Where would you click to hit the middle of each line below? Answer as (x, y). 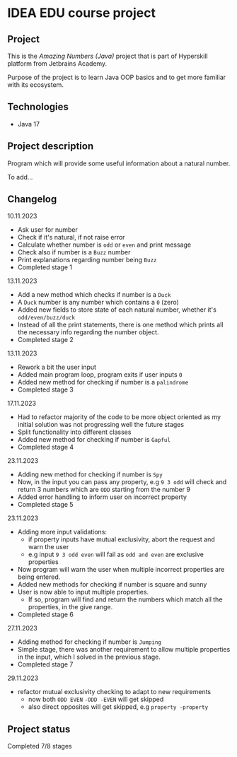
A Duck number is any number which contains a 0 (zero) (98, 303)
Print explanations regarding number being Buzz (87, 260)
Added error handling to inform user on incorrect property (102, 497)
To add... (20, 177)
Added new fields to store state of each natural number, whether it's (117, 310)
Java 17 (29, 124)
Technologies (38, 107)
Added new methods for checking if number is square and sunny (112, 585)
